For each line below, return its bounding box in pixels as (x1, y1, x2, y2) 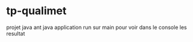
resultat (6, 30, 25, 37)
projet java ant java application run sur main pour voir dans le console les (6, 24, 188, 31)
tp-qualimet (6, 4, 67, 18)
